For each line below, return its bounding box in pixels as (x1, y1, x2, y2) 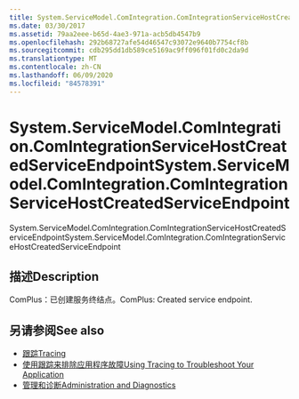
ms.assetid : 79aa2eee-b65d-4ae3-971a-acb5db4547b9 (9, 29, 201, 38)
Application (21, 370, 65, 380)
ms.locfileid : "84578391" (9, 79, 105, 88)
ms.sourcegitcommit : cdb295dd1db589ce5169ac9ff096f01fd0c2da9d (9, 46, 249, 55)
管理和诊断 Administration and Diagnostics (21, 379, 176, 391)
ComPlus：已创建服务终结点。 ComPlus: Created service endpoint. (9, 294, 253, 305)
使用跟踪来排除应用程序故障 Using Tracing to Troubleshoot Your (21, 359, 255, 370)
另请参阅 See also (9, 323, 105, 338)
